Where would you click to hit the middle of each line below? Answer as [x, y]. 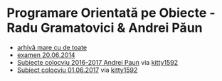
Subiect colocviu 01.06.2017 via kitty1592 [77, 70]
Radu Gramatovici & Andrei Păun [105, 28]
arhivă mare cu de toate [52, 47]
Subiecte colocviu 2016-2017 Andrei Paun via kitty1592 [97, 62]
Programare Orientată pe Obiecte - [111, 13]
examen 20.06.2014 [46, 55]
